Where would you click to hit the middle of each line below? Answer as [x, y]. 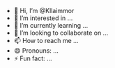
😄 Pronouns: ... [36, 51]
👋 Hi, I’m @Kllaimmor [44, 11]
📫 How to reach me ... [46, 41]
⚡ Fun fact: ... [33, 58]
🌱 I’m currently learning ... [51, 25]
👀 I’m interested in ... [43, 18]
